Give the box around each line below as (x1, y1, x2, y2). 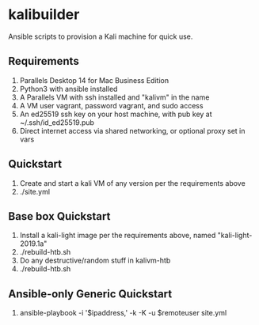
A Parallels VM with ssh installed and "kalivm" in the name (19, 93, 210, 102)
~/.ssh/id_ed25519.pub (19, 117, 95, 127)
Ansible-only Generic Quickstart (8, 287, 173, 300)
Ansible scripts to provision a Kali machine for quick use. (8, 32, 193, 41)
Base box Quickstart (8, 210, 111, 223)
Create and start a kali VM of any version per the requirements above (19, 178, 246, 187)
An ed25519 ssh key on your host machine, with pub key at (19, 109, 212, 119)
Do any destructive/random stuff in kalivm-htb (19, 255, 171, 266)
